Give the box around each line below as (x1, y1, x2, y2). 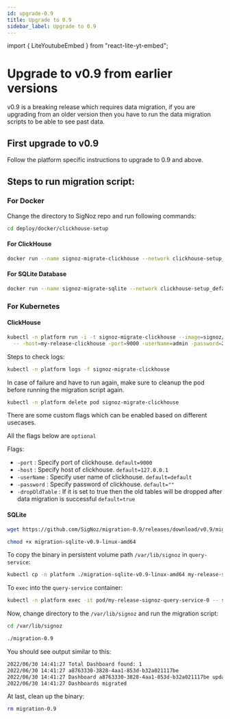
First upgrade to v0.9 (7, 137, 99, 149)
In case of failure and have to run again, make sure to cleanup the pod (7, 378, 205, 387)
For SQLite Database (7, 270, 67, 278)
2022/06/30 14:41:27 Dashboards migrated (7, 680, 127, 687)
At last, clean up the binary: (7, 692, 85, 700)
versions (7, 80, 58, 96)
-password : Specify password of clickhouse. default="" (16, 480, 175, 488)
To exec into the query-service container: (7, 584, 123, 592)
